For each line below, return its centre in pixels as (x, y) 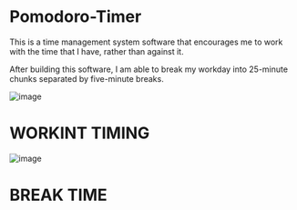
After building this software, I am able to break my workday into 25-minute (149, 69)
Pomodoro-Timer (76, 17)
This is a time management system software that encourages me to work (146, 42)
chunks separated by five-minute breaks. (87, 78)
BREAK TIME (58, 195)
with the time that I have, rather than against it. (97, 51)
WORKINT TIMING (80, 133)
